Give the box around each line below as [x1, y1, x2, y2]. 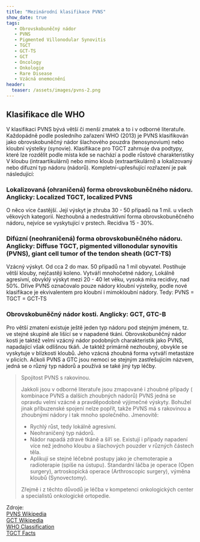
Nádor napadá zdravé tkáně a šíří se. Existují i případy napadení [29, 435, 188, 443]
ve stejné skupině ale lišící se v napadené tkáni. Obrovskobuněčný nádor [6, 330, 187, 337]
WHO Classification [6, 523, 55, 530]
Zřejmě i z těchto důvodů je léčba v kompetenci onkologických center [20, 485, 194, 493]
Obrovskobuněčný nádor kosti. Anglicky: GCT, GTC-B [6, 310, 166, 319]
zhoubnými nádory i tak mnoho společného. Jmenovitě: [20, 411, 159, 419]
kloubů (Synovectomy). [29, 474, 88, 481]
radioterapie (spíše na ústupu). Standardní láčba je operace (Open [29, 461, 194, 469]
